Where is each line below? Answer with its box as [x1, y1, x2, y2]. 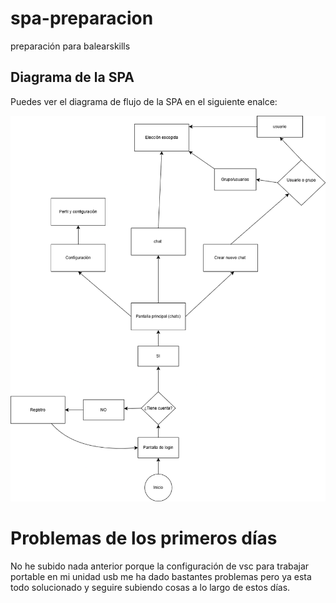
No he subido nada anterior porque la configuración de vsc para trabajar [10, 560, 310, 572]
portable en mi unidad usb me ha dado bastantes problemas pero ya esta [10, 571, 312, 583]
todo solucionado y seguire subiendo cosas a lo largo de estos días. [10, 582, 291, 594]
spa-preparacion [10, 7, 154, 30]
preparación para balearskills [10, 40, 131, 52]
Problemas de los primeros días [10, 527, 278, 550]
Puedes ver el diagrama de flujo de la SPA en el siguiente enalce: [10, 95, 278, 107]
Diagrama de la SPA [10, 69, 135, 86]
